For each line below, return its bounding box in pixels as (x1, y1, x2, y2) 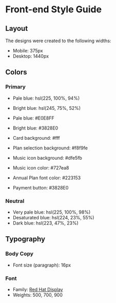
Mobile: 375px (12, 48, 43, 53)
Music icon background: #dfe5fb (12, 155, 82, 161)
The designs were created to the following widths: (5, 37, 111, 44)
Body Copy (5, 250, 34, 257)
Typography (5, 235, 45, 243)
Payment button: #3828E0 (12, 184, 69, 191)
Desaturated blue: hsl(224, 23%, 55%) (12, 214, 94, 220)
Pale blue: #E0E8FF (12, 115, 55, 121)
